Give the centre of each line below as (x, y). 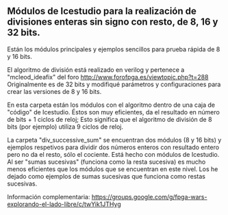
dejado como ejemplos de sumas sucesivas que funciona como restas (106, 176)
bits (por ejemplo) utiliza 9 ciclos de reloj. (65, 127)
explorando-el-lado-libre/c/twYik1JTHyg (64, 204)
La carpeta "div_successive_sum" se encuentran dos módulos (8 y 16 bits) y (114, 140)
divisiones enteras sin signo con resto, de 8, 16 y (113, 22)
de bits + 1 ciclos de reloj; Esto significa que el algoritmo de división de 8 (110, 119)
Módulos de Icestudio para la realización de (102, 11)
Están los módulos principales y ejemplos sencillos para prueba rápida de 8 (114, 49)
